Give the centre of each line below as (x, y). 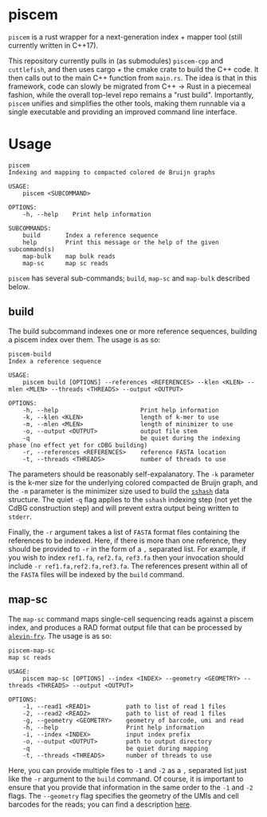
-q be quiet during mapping (116, 748)
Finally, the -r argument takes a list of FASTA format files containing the (124, 532)
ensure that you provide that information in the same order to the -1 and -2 (131, 787)
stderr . (20, 516)
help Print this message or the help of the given (121, 242)
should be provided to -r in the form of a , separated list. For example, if (127, 548)
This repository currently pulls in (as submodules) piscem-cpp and (116, 61)
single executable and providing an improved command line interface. (123, 112)
